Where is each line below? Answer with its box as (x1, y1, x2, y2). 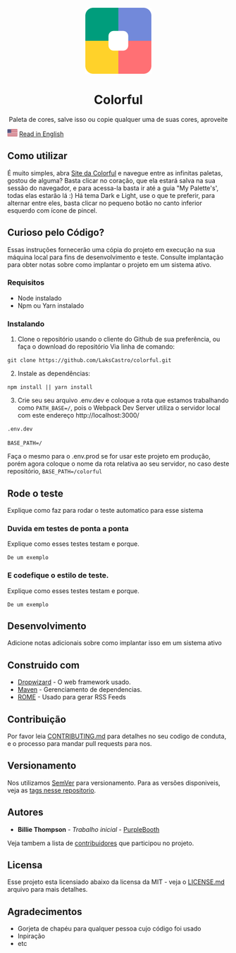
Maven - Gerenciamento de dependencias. (17, 685, 142, 694)
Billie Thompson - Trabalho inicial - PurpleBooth (17, 825, 160, 833)
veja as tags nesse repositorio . (7, 786, 97, 795)
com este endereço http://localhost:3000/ (17, 411, 139, 420)
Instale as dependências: (17, 369, 90, 378)
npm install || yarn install (7, 384, 93, 391)
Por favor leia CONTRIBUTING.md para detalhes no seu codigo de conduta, (7, 732, 227, 740)
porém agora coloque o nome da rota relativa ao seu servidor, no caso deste (7, 459, 230, 468)
